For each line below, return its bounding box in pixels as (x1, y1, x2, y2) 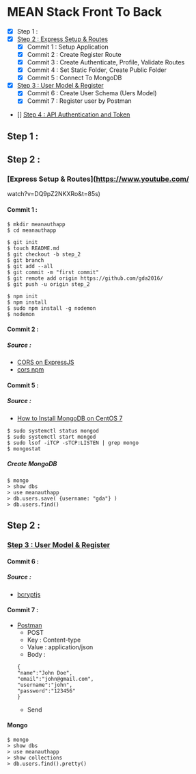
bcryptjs (16, 590, 41, 598)
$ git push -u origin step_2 (7, 280, 90, 288)
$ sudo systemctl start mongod (7, 433, 96, 440)
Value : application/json (27, 642, 94, 651)
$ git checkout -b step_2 (7, 251, 81, 258)
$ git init (7, 239, 38, 245)
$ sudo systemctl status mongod (7, 427, 99, 434)
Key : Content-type (27, 636, 81, 644)
